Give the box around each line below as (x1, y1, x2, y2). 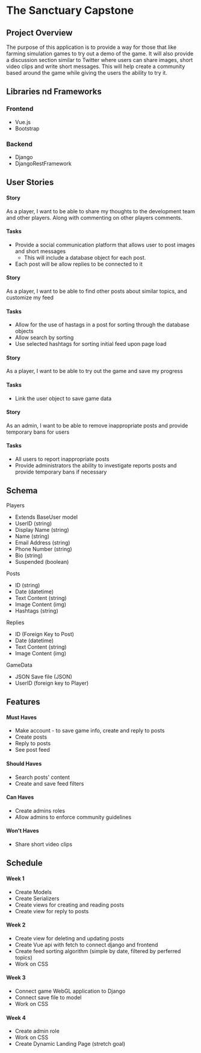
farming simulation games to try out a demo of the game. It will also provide (6, 50, 194, 57)
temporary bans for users (6, 428, 70, 436)
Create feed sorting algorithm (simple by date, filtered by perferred (14, 947, 181, 955)
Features (6, 697, 40, 707)
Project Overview (6, 28, 73, 38)
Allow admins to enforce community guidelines (14, 813, 132, 820)
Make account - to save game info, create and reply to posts (14, 727, 165, 734)
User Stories (6, 177, 54, 187)
